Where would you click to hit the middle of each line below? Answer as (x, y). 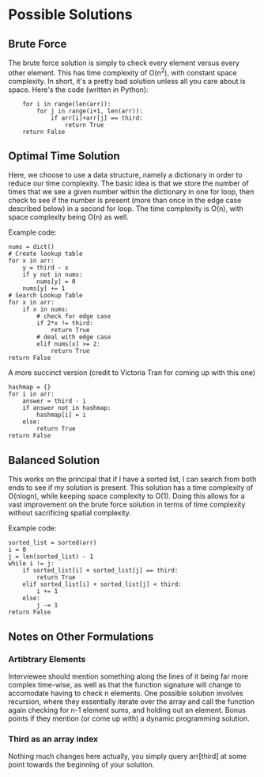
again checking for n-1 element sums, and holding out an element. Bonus (127, 710)
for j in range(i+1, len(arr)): (90, 111)
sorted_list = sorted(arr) (53, 543)
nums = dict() (32, 247)
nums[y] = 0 (57, 282)
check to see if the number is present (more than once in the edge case (125, 201)
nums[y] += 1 (44, 289)
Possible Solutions (70, 15)
